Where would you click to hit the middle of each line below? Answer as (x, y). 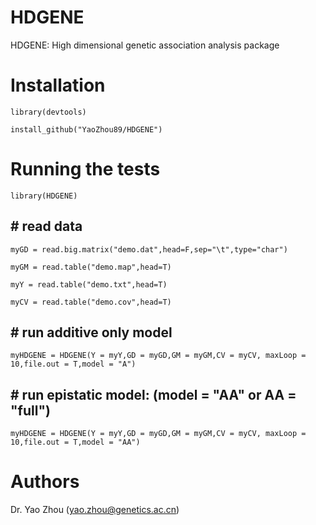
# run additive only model (91, 332)
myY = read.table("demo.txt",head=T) (89, 284)
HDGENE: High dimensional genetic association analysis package (145, 45)
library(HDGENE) (44, 196)
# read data (46, 226)
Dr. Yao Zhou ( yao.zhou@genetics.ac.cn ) (95, 510)
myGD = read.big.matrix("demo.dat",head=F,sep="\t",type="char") (149, 249)
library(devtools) (48, 112)
